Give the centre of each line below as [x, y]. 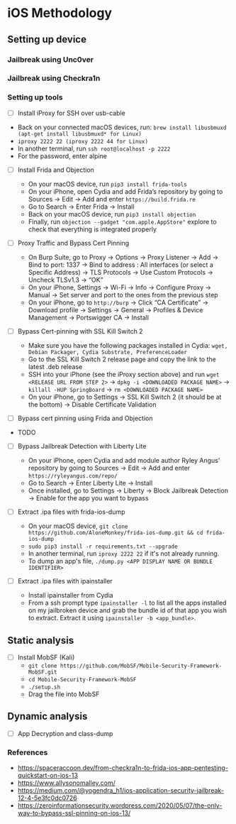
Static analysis [41, 640]
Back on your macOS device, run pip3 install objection [112, 214]
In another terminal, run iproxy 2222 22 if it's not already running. [124, 554]
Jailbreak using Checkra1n [54, 78]
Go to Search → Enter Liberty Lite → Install [90, 483]
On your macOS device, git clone [78, 526]
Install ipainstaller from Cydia [71, 595]
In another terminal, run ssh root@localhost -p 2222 [94, 148]
